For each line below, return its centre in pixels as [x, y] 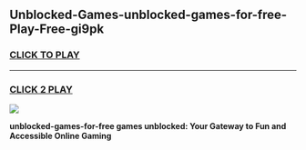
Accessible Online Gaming [61, 135]
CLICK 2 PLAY [41, 89]
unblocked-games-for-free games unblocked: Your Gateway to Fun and [148, 125]
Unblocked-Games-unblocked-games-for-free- [148, 15]
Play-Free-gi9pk [57, 30]
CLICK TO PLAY [45, 55]
